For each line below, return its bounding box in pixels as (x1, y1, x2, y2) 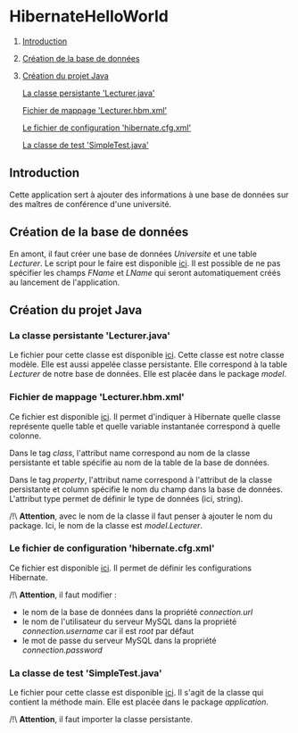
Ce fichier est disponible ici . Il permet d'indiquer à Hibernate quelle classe (9, 411, 281, 421)
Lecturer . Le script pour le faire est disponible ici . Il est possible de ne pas (9, 257, 281, 269)
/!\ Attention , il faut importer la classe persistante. (9, 714, 194, 725)
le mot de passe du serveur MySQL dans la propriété (21, 635, 217, 646)
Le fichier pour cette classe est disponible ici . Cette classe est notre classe (9, 350, 285, 361)
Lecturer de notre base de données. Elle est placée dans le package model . (9, 369, 287, 379)
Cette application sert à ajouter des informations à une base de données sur (9, 189, 289, 200)
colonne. (9, 430, 42, 441)
